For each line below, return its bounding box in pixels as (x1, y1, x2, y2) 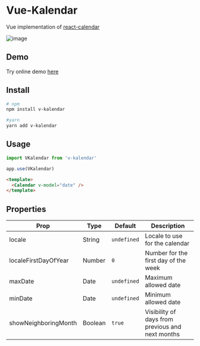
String (82, 236, 100, 244)
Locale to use (145, 232, 183, 240)
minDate (9, 294, 33, 303)
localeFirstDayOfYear (9, 257, 69, 265)
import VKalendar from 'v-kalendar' (6, 155, 97, 161)
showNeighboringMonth (9, 319, 77, 328)
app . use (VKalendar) (6, 166, 55, 172)
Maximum (145, 273, 173, 282)
